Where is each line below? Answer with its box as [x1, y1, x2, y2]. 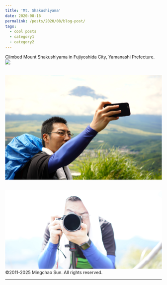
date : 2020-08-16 [5, 13, 41, 18]
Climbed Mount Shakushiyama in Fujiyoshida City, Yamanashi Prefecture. [5, 54, 155, 60]
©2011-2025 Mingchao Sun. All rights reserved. [5, 270, 103, 276]
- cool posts [9, 29, 37, 34]
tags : [5, 24, 16, 29]
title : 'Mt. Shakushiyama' [5, 8, 61, 13]
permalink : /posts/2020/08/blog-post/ [5, 18, 85, 23]
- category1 [9, 34, 35, 39]
